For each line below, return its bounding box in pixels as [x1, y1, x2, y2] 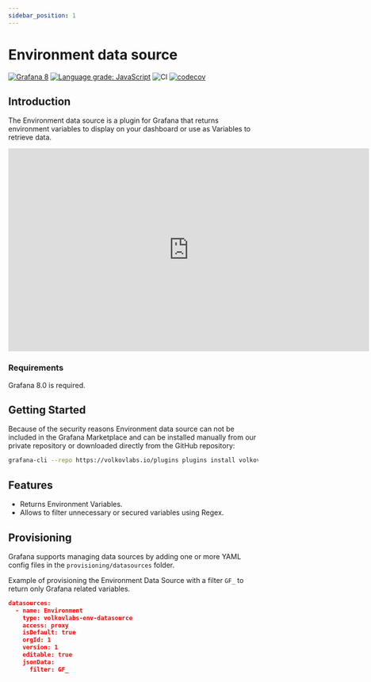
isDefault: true [22, 629, 77, 637]
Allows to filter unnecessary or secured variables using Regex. [19, 508, 224, 517]
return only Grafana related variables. [8, 584, 131, 593]
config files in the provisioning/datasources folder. [8, 560, 175, 570]
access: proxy [22, 621, 69, 630]
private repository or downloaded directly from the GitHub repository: [8, 441, 235, 451]
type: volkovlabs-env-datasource [22, 614, 133, 622]
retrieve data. [8, 132, 52, 143]
